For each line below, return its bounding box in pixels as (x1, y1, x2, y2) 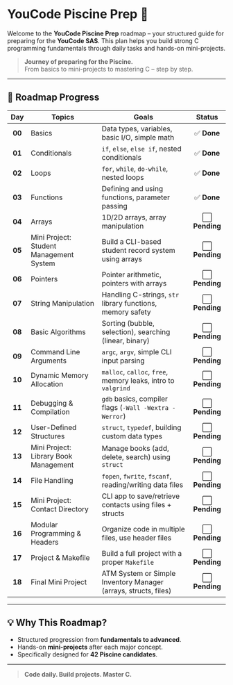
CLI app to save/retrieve (101, 491, 180, 501)
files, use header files (101, 533, 172, 543)
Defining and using (101, 183, 164, 193)
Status (196, 112, 218, 122)
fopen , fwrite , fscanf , (101, 471, 172, 481)
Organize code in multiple (101, 524, 185, 534)
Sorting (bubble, (101, 318, 155, 328)
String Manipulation (31, 298, 95, 308)
